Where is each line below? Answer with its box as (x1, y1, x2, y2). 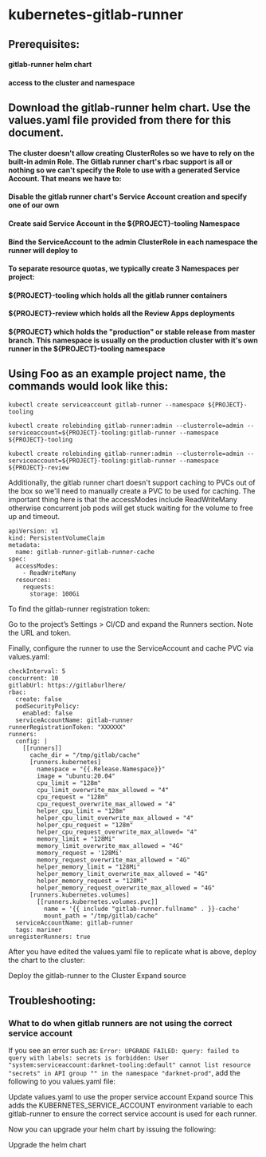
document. (8, 126, 64, 140)
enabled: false (22, 709, 73, 717)
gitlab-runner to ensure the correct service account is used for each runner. (8, 1109, 257, 1119)
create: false (15, 695, 62, 703)
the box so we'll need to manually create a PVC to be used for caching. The (8, 485, 256, 496)
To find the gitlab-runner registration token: (8, 604, 151, 613)
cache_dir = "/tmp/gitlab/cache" (29, 751, 141, 759)
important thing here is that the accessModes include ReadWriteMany (8, 494, 237, 504)
